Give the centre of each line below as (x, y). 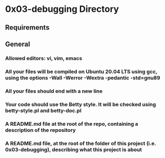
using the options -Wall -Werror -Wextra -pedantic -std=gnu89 (83, 78)
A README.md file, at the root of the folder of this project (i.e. (81, 143)
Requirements (27, 27)
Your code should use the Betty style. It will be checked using (81, 104)
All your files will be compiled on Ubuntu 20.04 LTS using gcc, (81, 71)
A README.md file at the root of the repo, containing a (72, 124)
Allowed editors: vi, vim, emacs (44, 58)
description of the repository (40, 130)
